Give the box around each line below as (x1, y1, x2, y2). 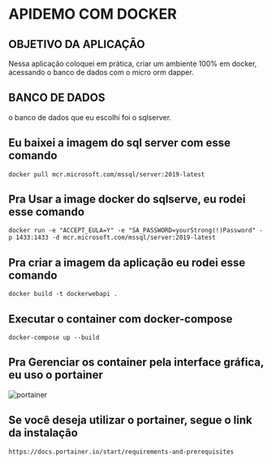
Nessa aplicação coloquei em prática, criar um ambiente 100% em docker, (8, 59, 257, 68)
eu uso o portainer (8, 368, 103, 382)
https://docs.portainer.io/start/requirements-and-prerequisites (8, 448, 234, 456)
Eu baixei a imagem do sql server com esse (8, 136, 231, 150)
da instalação (8, 426, 79, 440)
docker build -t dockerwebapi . (8, 290, 118, 298)
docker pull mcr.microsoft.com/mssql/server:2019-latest (8, 170, 205, 179)
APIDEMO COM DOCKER (8, 5, 177, 24)
